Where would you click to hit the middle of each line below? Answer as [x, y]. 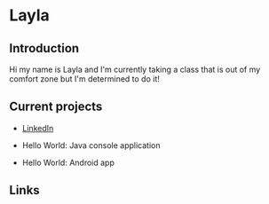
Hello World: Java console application [91, 145]
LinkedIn [38, 128]
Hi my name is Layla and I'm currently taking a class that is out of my [135, 69]
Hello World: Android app [68, 162]
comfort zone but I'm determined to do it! [84, 79]
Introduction [44, 48]
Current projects [56, 107]
